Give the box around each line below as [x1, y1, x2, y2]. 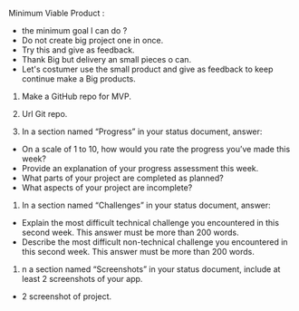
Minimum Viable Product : [8, 8, 105, 18]
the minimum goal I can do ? [21, 25, 128, 35]
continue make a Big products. [21, 73, 137, 84]
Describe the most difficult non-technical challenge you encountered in [21, 237, 288, 248]
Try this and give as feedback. [21, 44, 135, 55]
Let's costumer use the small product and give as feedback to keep [21, 63, 274, 74]
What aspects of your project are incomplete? [21, 182, 193, 193]
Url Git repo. [21, 109, 68, 119]
